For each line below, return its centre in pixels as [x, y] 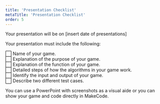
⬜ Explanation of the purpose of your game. [53, 59]
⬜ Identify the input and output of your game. [54, 75]
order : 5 [15, 19]
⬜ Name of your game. [31, 54]
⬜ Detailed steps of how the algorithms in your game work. [68, 70]
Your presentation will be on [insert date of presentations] [66, 34]
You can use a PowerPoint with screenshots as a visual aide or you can [80, 91]
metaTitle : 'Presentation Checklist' [45, 15]
